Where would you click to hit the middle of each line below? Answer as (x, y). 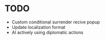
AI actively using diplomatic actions (48, 32)
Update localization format (39, 27)
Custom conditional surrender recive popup (56, 22)
